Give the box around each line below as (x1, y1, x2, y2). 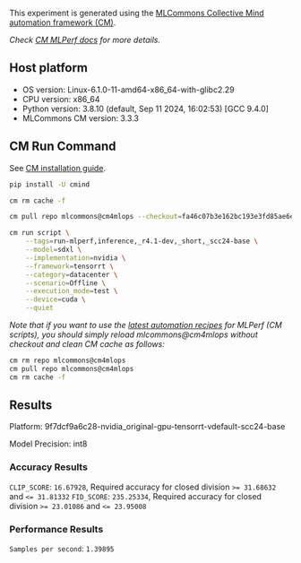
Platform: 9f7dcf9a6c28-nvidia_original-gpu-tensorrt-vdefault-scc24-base (9, 421, 286, 432)
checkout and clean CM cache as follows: (9, 339, 166, 349)
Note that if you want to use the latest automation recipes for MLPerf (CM (9, 320, 282, 330)
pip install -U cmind (9, 179, 90, 189)
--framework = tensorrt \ (25, 262, 115, 271)
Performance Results (9, 523, 104, 535)
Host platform (9, 60, 88, 75)
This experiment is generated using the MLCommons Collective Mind (9, 8, 264, 18)
